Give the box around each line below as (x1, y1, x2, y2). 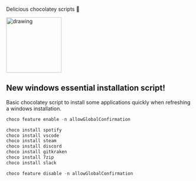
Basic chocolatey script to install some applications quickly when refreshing (6, 98, 191, 106)
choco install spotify (6, 127, 62, 133)
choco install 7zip (6, 154, 54, 160)
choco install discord (6, 143, 62, 150)
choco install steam (6, 138, 57, 144)
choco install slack (6, 160, 57, 166)
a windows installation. (6, 105, 62, 112)
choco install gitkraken (6, 149, 67, 155)
